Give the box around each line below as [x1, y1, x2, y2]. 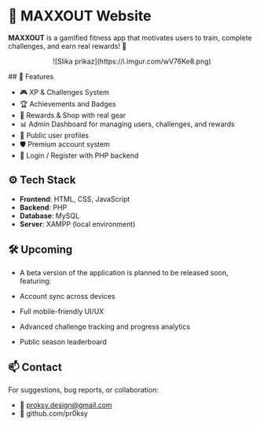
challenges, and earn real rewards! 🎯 [8, 41, 127, 50]
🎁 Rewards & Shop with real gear [19, 110, 126, 120]
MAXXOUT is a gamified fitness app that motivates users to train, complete [8, 33, 253, 42]
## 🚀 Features [8, 71, 54, 81]
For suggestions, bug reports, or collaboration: [8, 385, 159, 395]
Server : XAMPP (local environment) [19, 219, 136, 228]
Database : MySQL [19, 211, 80, 220]
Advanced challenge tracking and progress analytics [19, 322, 191, 331]
